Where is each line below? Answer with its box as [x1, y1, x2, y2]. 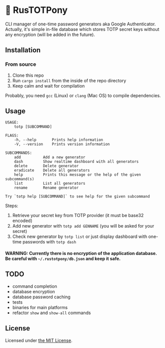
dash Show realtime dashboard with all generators [14, 159, 139, 164]
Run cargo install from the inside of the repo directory [12, 77, 127, 84]
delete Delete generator [14, 164, 79, 169]
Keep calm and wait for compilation [12, 83, 85, 89]
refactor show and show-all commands [12, 310, 91, 316]
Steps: [5, 203, 18, 209]
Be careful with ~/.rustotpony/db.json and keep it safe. [5, 256, 121, 262]
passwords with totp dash [22, 239, 77, 245]
